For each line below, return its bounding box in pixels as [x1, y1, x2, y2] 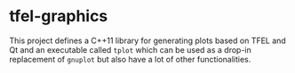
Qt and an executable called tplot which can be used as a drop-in [9, 44, 251, 55]
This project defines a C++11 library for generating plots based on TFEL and [9, 35, 286, 46]
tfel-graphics [9, 6, 108, 26]
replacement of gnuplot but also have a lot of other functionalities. [9, 54, 251, 64]
